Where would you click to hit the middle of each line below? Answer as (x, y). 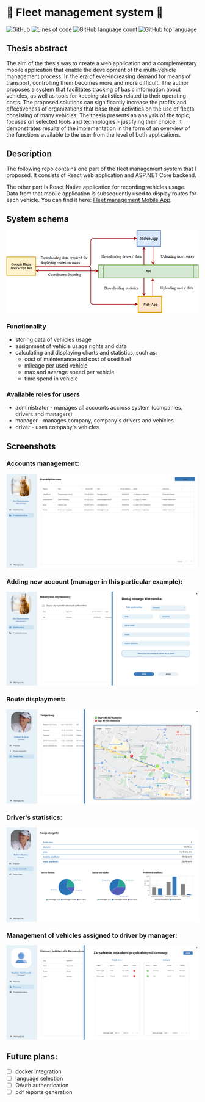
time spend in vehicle (51, 379)
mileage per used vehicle (56, 365)
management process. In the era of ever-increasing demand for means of (99, 76)
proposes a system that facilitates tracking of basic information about (94, 89)
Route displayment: (36, 700)
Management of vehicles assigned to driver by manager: (92, 935)
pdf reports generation (44, 1092)
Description (29, 154)
